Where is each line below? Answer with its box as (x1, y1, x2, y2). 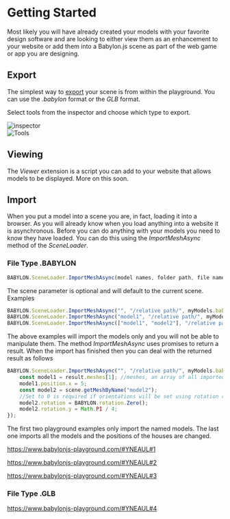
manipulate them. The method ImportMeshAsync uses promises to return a (7, 340, 219, 348)
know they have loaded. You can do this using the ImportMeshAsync (7, 234, 201, 242)
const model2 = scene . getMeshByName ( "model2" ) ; (19, 387, 157, 393)
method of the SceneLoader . (7, 242, 88, 250)
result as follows (7, 354, 53, 362)
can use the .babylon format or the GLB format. (7, 95, 141, 103)
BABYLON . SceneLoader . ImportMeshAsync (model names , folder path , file (7, 274, 210, 281)
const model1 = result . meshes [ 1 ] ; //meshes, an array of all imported (19, 374, 225, 381)
